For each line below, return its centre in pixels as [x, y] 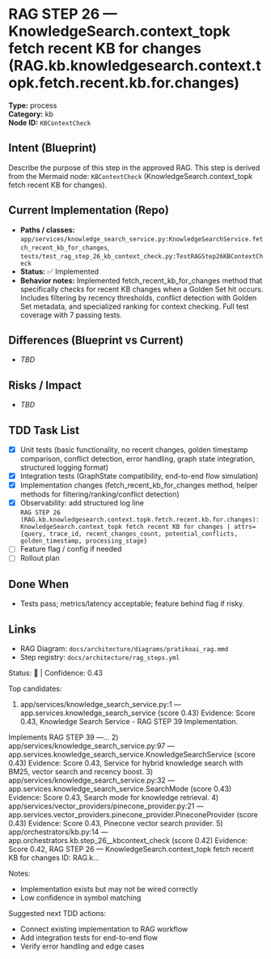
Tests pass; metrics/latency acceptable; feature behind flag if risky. [132, 603]
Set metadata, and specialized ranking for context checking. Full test [134, 306]
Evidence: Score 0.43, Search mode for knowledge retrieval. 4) [114, 797]
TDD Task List [44, 430]
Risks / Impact [45, 385]
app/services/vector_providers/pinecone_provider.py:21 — [106, 806]
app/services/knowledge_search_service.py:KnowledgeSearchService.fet [142, 239]
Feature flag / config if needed [71, 549]
